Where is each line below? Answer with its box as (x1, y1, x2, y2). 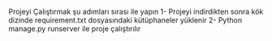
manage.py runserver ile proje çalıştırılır (8, 24, 141, 33)
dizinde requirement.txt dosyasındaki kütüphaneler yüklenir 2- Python (8, 15, 242, 25)
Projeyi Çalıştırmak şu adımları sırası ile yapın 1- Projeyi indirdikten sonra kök (8, 7, 264, 16)
